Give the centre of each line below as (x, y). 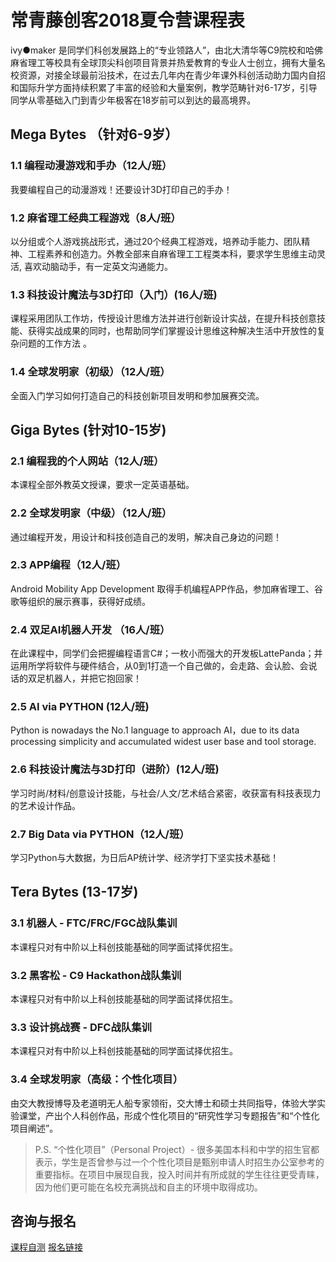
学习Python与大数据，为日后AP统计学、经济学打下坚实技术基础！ (145, 857)
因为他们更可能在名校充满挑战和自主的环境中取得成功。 (148, 1187)
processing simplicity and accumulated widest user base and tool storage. (163, 742)
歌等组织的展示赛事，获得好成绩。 (80, 601)
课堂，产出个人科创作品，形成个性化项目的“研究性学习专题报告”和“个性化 (169, 1115)
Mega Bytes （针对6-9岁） (94, 134)
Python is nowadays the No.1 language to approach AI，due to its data (155, 730)
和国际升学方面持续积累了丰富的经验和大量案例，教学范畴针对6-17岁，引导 (164, 87)
